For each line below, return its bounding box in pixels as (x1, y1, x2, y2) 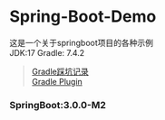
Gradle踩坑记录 (31, 66, 89, 77)
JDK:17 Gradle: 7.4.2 (9, 47, 85, 58)
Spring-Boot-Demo (9, 6, 157, 27)
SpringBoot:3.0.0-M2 (9, 98, 107, 111)
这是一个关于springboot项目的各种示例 (9, 37, 154, 48)
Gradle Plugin (31, 76, 83, 87)
